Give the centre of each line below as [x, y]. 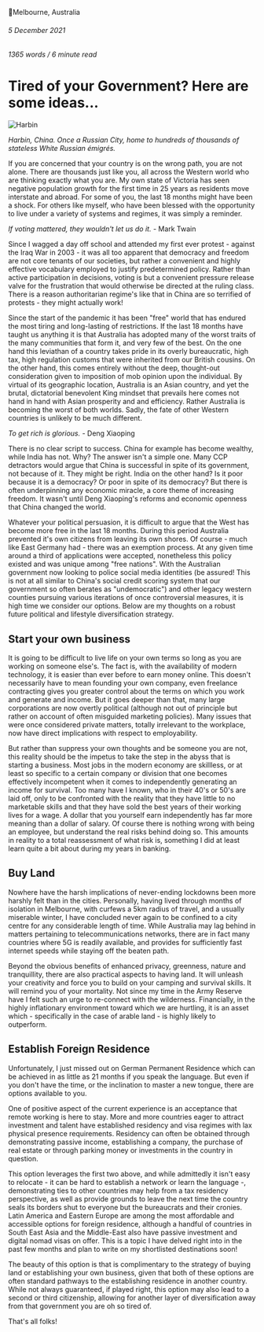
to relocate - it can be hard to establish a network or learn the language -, [127, 1182]
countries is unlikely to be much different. [75, 418]
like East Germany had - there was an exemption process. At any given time [131, 547]
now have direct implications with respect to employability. [103, 733]
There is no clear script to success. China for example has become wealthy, [131, 449]
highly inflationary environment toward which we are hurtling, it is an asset [128, 1007]
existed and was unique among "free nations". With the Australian [115, 564]
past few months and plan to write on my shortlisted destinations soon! [123, 1249]
